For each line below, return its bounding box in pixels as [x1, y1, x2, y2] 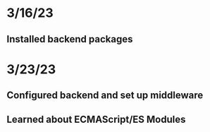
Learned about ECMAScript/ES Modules [6, 113, 186, 125]
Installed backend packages [6, 33, 133, 45]
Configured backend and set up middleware [6, 90, 204, 102]
